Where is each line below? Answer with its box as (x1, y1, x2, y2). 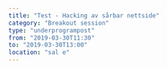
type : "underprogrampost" (8, 26, 95, 34)
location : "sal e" (8, 48, 70, 56)
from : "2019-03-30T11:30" (8, 33, 95, 42)
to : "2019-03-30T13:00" (8, 41, 88, 49)
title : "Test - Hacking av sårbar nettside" (8, 11, 160, 20)
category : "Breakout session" (8, 19, 110, 27)
